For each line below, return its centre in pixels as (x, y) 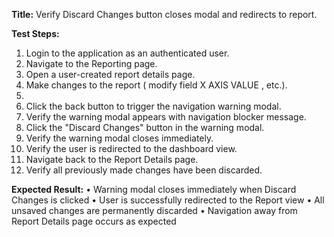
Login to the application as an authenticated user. (127, 53)
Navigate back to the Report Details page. (112, 159)
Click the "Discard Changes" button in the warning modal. (145, 127)
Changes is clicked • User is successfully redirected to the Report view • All (168, 200)
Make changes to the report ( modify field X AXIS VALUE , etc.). (156, 85)
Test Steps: (35, 33)
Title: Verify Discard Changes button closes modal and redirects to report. (164, 14)
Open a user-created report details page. (110, 74)
